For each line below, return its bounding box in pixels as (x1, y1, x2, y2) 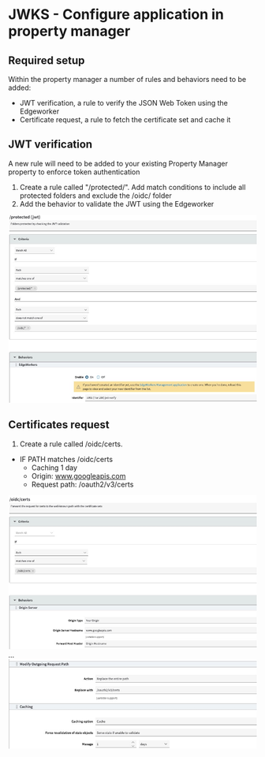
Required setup (8, 54, 85, 67)
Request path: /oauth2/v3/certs (31, 479, 134, 489)
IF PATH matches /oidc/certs (19, 454, 113, 464)
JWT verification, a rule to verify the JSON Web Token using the (19, 99, 229, 107)
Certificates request (8, 418, 110, 431)
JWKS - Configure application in (8, 6, 225, 24)
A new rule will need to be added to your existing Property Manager (8, 158, 229, 168)
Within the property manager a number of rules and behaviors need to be (8, 75, 247, 84)
